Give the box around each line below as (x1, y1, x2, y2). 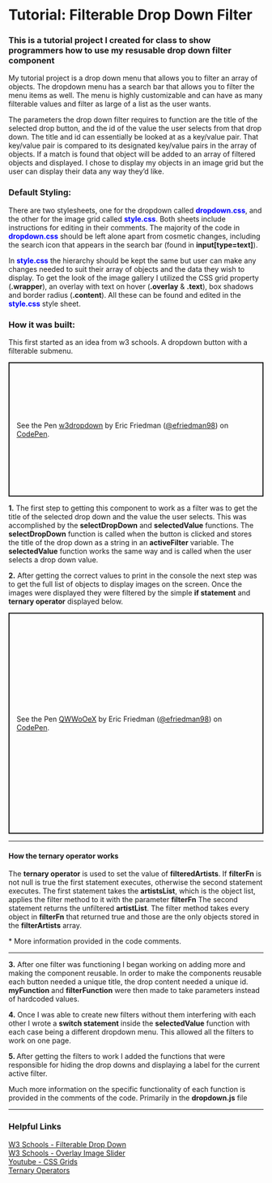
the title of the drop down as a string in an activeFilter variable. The (8, 538, 235, 548)
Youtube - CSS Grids (8, 1156, 79, 1166)
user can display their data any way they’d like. (8, 166, 164, 176)
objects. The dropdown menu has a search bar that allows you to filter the (8, 82, 255, 92)
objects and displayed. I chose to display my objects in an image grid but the (8, 158, 264, 168)
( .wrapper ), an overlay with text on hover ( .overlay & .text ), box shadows (8, 282, 253, 291)
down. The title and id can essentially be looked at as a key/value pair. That (8, 132, 259, 142)
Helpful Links (8, 1121, 62, 1133)
